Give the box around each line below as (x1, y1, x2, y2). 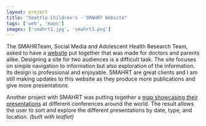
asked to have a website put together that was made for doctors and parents (6, 50, 200, 57)
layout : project (6, 9, 48, 15)
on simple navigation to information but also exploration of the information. (6, 62, 195, 70)
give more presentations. (6, 82, 69, 89)
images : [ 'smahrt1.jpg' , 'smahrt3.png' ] (6, 26, 112, 32)
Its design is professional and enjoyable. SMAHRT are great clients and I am (6, 69, 198, 76)
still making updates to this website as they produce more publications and (6, 75, 196, 83)
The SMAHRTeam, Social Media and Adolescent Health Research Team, (6, 43, 188, 50)
